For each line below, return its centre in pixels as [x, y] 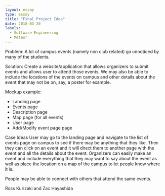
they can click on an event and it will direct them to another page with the [80, 148]
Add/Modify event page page [42, 128]
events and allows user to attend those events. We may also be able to [77, 71]
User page [23, 123]
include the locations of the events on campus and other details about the [80, 77]
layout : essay [20, 10]
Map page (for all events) [38, 117]
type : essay [17, 14]
